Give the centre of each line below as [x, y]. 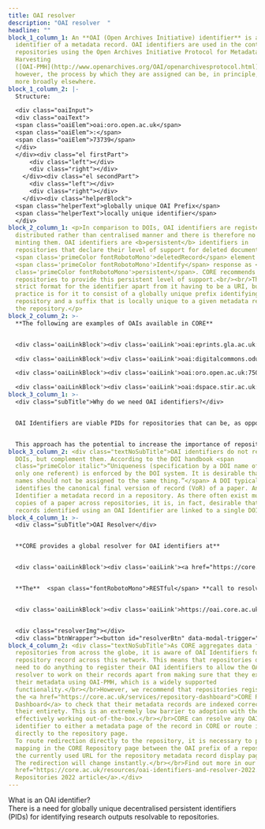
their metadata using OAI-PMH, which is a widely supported [116, 682]
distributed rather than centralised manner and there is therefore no [136, 235]
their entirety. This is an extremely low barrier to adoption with [130, 711]
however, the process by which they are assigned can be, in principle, [137, 74]
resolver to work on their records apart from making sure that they [132, 675]
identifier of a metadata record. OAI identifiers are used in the [129, 45]
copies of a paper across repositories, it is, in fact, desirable [129, 503]
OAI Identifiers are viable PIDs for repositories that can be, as [129, 423]
